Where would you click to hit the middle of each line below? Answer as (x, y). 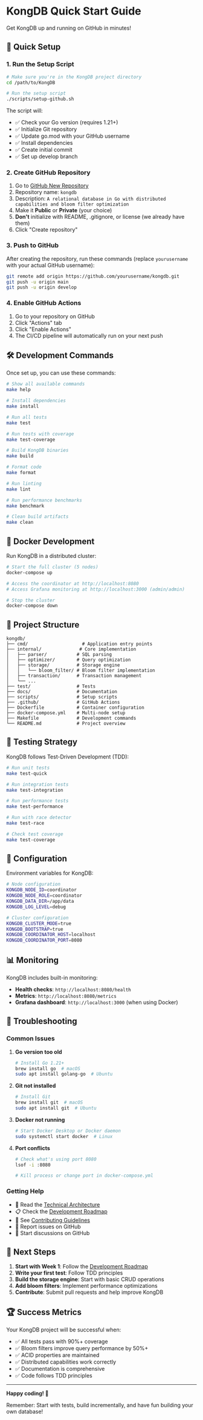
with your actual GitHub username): (50, 265)
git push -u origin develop (42, 287)
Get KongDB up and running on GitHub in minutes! (69, 28)
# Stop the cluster (31, 600)
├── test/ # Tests (51, 686)
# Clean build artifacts (37, 517)
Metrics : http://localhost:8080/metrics (66, 996)
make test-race (25, 823)
